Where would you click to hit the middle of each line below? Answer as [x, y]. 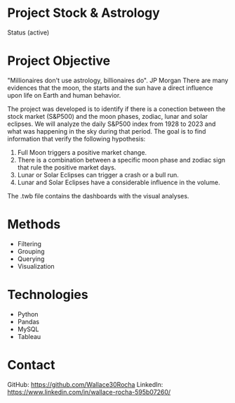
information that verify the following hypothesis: [76, 139]
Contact [31, 365]
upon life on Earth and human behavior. [64, 95]
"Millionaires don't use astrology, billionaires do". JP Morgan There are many [118, 80]
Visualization [36, 266]
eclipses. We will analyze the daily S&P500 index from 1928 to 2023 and [112, 124]
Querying [31, 259]
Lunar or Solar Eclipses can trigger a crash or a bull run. [98, 174]
